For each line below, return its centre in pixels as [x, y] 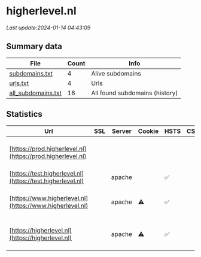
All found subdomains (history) [135, 93]
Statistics [25, 114]
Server [121, 131]
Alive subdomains [116, 73]
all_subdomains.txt [35, 93]
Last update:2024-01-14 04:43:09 [48, 28]
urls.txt [19, 83]
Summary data [34, 46]
